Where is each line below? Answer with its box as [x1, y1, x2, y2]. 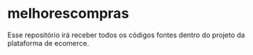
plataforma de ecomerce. [7, 38, 90, 47]
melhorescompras [7, 5, 130, 22]
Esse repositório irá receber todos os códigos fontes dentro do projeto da [7, 30, 245, 40]
